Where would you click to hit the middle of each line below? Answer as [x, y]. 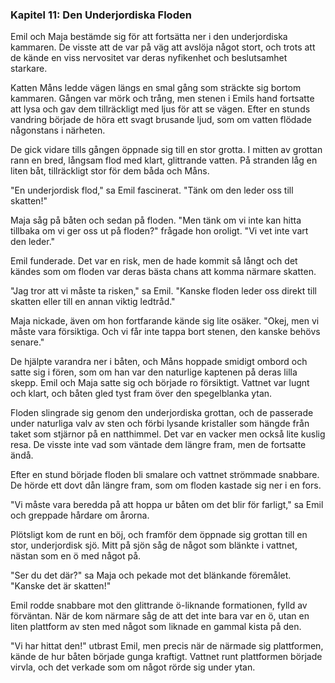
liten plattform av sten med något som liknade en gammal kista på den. [156, 627]
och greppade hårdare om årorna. [80, 515]
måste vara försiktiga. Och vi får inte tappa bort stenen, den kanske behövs [165, 332]
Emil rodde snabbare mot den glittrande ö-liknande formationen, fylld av [159, 605]
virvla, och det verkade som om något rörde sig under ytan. [133, 667]
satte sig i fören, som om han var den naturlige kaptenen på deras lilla [154, 372]
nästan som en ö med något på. [76, 556]
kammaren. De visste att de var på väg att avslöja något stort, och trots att [163, 47]
